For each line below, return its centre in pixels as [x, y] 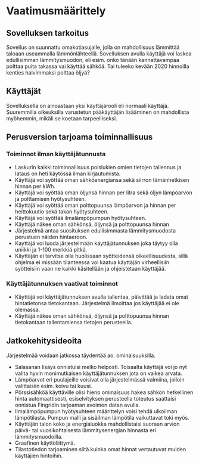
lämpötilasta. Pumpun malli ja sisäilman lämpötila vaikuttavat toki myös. [102, 417]
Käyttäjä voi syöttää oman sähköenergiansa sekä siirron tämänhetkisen [102, 179]
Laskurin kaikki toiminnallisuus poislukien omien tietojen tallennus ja [98, 167]
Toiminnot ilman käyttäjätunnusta [56, 154]
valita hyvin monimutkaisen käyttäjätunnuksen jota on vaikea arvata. [99, 373]
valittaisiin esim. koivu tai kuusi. [53, 386]
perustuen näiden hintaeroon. [51, 237]
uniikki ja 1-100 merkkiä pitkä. [51, 249]
